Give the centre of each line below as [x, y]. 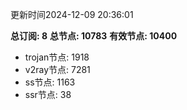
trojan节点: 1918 [57, 57]
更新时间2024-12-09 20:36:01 [72, 14]
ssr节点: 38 [48, 94]
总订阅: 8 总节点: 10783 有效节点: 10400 [94, 36]
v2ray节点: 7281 [57, 69]
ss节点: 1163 [50, 82]
